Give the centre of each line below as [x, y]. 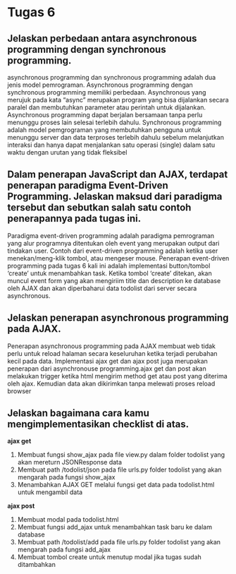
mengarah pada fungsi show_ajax [66, 477]
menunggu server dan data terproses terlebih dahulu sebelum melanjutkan [116, 137]
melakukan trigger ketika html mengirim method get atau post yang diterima [117, 376]
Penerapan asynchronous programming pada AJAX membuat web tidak [112, 346]
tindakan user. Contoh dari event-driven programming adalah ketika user [113, 251]
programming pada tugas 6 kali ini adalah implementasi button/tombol [109, 265]
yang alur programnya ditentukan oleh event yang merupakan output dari [113, 243]
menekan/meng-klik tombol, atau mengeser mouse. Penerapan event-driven [118, 258]
